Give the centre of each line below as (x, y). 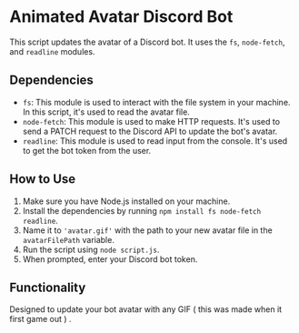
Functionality (48, 287)
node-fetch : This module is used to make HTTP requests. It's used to (151, 121)
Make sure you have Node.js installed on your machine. (126, 201)
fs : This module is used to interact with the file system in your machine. (156, 102)
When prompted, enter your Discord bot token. (110, 259)
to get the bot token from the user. (87, 150)
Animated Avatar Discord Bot (121, 17)
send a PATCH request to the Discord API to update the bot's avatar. (150, 131)
